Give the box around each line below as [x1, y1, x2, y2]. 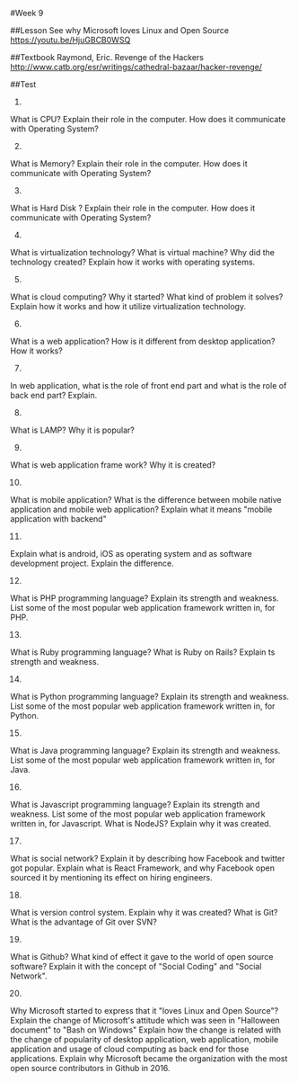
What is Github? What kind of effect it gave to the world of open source [10, 952, 274, 961]
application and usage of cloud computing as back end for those [10, 1043, 250, 1054]
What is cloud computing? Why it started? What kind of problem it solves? [10, 291, 284, 302]
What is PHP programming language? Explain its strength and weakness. [10, 593, 279, 604]
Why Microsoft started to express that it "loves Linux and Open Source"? [10, 1006, 279, 1015]
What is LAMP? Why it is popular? [10, 425, 136, 435]
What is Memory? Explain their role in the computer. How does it [10, 158, 248, 169]
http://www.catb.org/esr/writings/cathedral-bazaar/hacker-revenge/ [10, 62, 263, 72]
